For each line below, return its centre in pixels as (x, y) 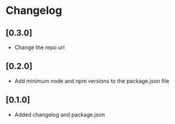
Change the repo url (39, 47)
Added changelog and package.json (60, 114)
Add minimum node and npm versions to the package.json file (92, 81)
